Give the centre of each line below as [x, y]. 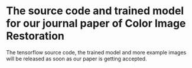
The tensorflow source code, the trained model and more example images [96, 52]
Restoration [35, 36]
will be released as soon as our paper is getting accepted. [77, 59]
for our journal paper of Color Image [96, 23]
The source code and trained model [95, 11]
